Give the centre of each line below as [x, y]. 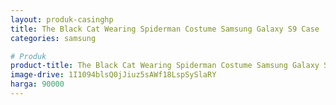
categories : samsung [53, 38]
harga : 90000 [37, 84]
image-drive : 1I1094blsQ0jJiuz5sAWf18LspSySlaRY [113, 75]
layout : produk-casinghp [62, 19]
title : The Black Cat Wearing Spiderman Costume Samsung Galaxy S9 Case [165, 29]
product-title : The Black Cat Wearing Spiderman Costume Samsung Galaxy [165, 66]
